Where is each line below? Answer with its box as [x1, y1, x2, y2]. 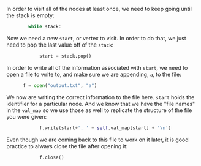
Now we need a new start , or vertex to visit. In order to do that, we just [6, 34, 186, 42]
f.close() [39, 154, 64, 160]
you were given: [6, 113, 47, 120]
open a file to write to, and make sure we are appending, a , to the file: [6, 70, 182, 78]
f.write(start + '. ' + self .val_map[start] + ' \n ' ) [39, 125, 172, 131]
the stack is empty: [6, 12, 55, 19]
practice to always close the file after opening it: [6, 142, 128, 149]
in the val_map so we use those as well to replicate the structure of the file [6, 107, 192, 114]
